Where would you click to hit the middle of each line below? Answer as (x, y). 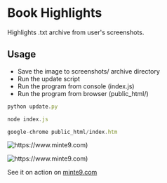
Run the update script (49, 79)
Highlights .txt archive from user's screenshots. (76, 32)
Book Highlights (55, 13)
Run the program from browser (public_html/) (83, 93)
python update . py (33, 107)
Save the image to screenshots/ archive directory (88, 71)
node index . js (28, 119)
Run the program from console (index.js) (76, 86)
